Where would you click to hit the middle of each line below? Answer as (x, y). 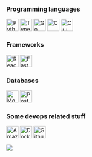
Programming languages (43, 9)
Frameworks (25, 45)
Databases (22, 81)
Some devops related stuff (46, 116)
